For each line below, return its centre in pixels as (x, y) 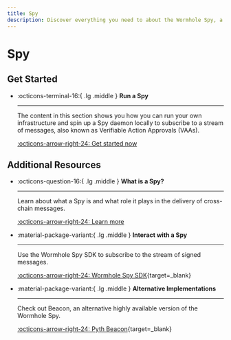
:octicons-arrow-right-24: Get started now (77, 143)
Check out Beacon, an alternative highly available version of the (107, 308)
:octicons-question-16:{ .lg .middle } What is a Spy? (90, 181)
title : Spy (23, 13)
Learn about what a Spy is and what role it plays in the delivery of (110, 201)
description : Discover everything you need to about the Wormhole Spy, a (115, 20)
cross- (213, 201)
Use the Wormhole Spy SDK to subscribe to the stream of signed (109, 255)
